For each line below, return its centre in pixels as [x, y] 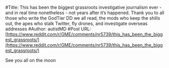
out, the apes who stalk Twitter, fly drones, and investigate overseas [77, 23]
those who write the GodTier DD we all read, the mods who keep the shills [83, 18]
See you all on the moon [30, 60]
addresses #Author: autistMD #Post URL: [48, 29]
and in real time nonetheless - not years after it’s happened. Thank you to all [85, 13]
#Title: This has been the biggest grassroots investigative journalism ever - [83, 7]
